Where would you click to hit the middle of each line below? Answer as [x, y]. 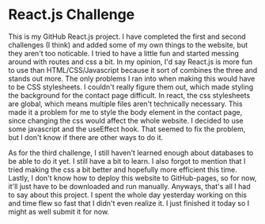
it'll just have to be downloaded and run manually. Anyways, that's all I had [129, 186]
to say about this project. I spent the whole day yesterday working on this [128, 195]
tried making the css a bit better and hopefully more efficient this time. [123, 169]
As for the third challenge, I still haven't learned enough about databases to [131, 153]
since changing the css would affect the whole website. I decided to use [126, 120]
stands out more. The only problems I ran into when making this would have [132, 78]
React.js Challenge [72, 15]
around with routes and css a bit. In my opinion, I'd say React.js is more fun [131, 62]
